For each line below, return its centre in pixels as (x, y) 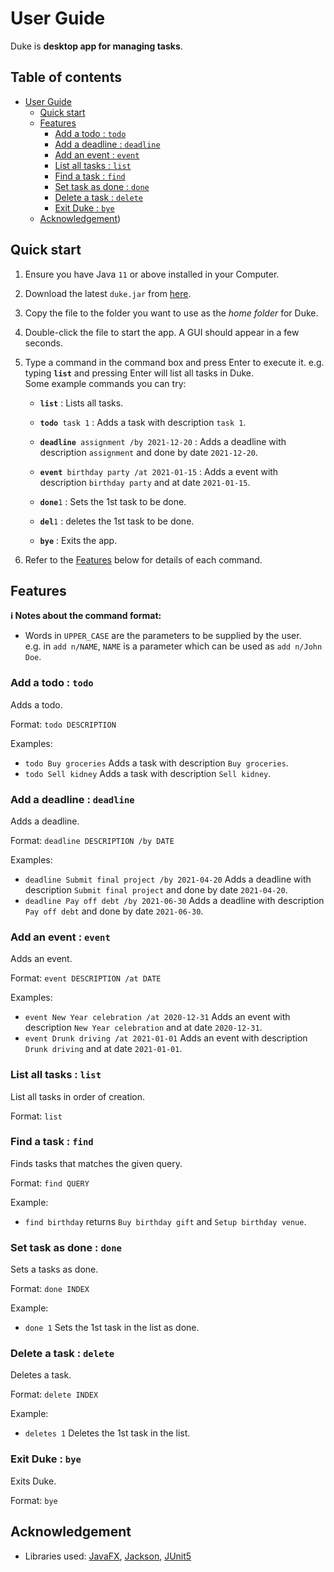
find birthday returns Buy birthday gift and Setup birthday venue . (165, 1221)
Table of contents (66, 77)
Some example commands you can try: (105, 383)
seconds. (44, 343)
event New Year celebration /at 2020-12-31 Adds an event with (157, 1017)
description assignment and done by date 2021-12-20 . (148, 452)
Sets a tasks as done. (54, 1269)
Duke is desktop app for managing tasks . (96, 46)
